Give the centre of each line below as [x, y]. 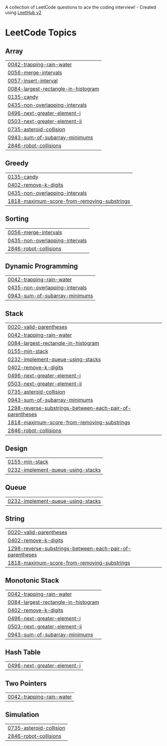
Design [16, 448]
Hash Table [23, 652]
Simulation [22, 714]
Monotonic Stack [32, 580]
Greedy [17, 164]
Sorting [17, 219]
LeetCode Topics [41, 33]
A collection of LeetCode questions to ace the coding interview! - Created [81, 7]
